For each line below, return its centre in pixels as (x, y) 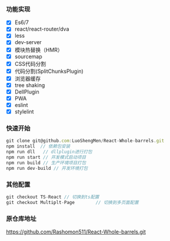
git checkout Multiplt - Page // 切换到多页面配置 (73, 202)
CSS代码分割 (30, 63)
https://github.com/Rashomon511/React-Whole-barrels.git (76, 232)
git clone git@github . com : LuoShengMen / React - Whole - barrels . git (85, 141)
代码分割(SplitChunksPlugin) (49, 71)
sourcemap (28, 56)
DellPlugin (27, 92)
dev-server (28, 42)
